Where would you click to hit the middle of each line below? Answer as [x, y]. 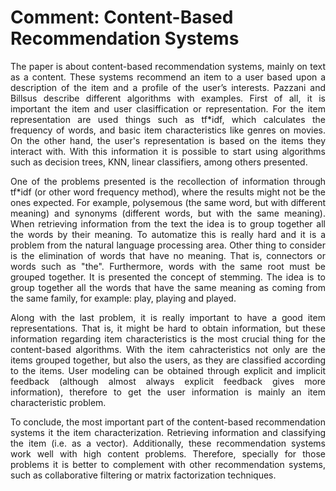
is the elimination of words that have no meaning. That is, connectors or [168, 255]
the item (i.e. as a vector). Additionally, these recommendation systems [168, 443]
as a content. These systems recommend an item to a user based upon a [168, 77]
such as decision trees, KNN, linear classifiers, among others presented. [159, 162]
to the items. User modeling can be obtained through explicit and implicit [168, 370]
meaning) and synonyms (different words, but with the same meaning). [168, 213]
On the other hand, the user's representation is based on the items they [168, 140]
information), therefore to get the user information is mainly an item [168, 392]
